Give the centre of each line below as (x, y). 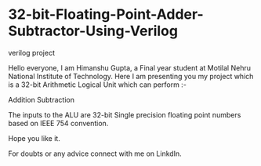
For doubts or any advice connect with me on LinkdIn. (95, 153)
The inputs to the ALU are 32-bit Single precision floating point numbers (125, 114)
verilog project (31, 52)
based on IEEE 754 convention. (58, 123)
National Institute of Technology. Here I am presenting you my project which (131, 76)
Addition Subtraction (41, 99)
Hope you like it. (34, 138)
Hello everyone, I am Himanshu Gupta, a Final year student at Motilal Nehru (129, 67)
